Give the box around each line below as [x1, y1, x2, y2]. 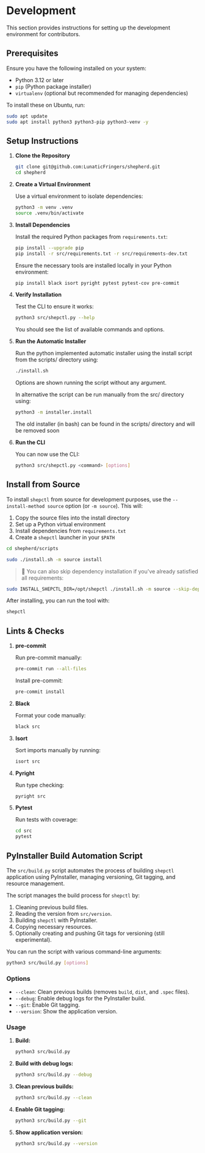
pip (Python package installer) [15, 83, 92, 90]
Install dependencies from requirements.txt [15, 527, 126, 534]
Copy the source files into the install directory [15, 514, 130, 521]
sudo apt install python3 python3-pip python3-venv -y [6, 119, 149, 125]
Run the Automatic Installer [15, 338, 87, 345]
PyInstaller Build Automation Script [6, 850, 143, 861]
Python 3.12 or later [15, 76, 64, 83]
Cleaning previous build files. [15, 904, 88, 910]
